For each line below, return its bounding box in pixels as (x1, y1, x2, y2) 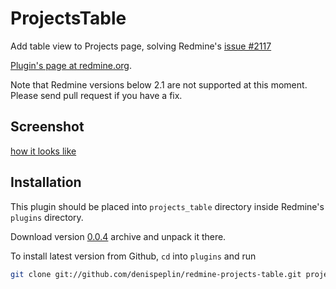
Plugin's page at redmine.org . (10, 59, 132, 71)
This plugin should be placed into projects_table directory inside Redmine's (10, 200, 325, 212)
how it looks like (10, 145, 77, 157)
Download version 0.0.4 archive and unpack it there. (10, 230, 227, 242)
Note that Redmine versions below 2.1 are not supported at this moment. (10, 78, 308, 91)
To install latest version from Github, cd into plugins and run (10, 250, 257, 262)
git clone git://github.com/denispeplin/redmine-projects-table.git (10, 269, 302, 279)
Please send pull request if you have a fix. (10, 89, 183, 101)
